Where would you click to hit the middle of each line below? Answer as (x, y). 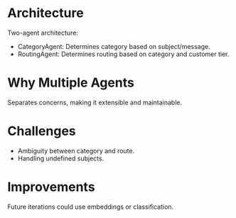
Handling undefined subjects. (61, 158)
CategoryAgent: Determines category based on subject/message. (114, 46)
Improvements (51, 187)
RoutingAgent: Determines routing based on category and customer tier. (123, 54)
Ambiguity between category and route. (76, 151)
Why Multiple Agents (71, 83)
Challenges (42, 131)
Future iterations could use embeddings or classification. (91, 207)
